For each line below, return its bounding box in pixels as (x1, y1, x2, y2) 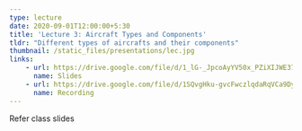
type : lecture (9, 13, 63, 22)
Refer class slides (9, 113, 75, 124)
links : (9, 55, 34, 64)
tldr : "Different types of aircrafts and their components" (9, 38, 240, 48)
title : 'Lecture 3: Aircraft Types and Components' (9, 30, 207, 39)
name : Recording (32, 88, 94, 97)
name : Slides (32, 72, 83, 81)
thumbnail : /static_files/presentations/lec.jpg (9, 47, 195, 56)
